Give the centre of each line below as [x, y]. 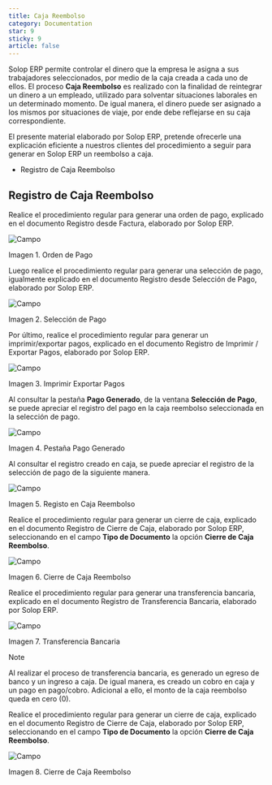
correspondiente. [37, 121]
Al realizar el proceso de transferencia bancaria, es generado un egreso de [134, 673]
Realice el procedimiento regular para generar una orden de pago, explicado [136, 214]
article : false [34, 46]
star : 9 [22, 31]
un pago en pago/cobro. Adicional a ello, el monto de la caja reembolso [128, 690]
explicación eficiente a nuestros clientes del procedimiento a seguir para [130, 145]
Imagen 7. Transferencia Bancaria [64, 641]
